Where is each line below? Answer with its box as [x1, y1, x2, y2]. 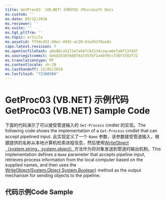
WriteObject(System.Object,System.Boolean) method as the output [5, 167, 142, 173]
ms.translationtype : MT [5, 58, 54, 63]
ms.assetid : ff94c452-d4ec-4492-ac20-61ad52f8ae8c [5, 40, 112, 44]
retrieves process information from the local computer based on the [5, 157, 143, 162]
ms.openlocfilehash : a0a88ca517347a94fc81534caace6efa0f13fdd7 [5, 48, 138, 53]
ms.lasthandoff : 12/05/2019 [5, 67, 63, 72]
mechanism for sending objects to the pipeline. [5, 172, 101, 178]
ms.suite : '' [5, 26, 32, 31]
